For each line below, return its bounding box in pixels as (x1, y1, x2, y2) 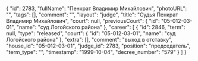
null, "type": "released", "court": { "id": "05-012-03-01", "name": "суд (6, 30, 176, 37)
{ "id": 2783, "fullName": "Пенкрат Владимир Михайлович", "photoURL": (6, 5, 187, 12)
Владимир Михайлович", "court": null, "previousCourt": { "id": (6, 18, 161, 24)
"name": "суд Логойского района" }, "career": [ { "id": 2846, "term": (16, 23, 186, 30)
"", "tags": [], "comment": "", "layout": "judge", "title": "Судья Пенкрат (6, 11, 178, 18)
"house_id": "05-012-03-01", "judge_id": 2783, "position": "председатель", (6, 42, 191, 49)
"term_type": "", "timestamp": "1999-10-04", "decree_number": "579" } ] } (6, 49, 187, 55)
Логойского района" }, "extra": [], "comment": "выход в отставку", (6, 36, 172, 43)
